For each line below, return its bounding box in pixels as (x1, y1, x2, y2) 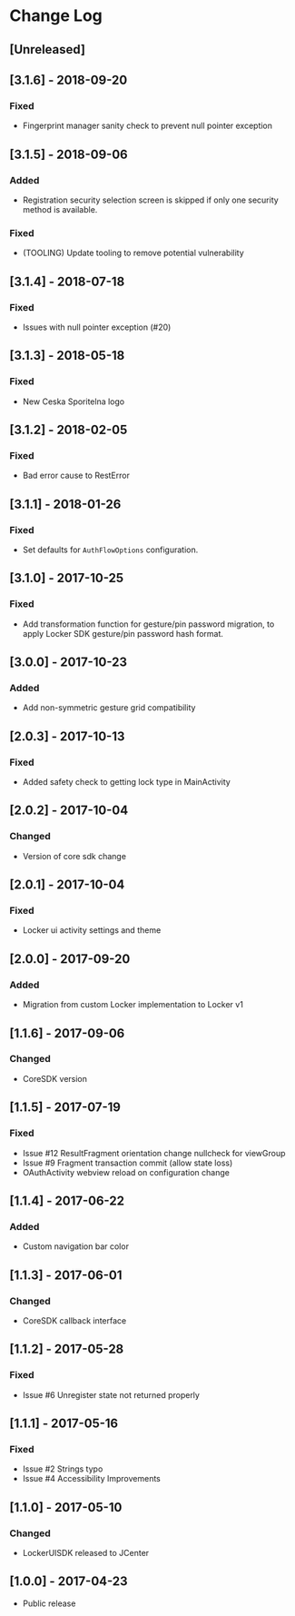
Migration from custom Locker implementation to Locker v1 (22, 999, 243, 1010)
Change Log (9, 5, 103, 26)
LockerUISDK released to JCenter (22, 1547, 150, 1558)
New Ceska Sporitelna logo (22, 396, 125, 407)
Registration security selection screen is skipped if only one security (22, 194, 279, 205)
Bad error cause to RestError (22, 470, 130, 481)
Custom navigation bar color (22, 1241, 130, 1252)
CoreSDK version (22, 1073, 88, 1084)
